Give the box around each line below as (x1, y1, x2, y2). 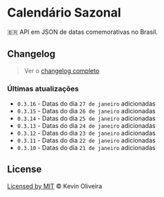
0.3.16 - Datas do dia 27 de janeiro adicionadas (17, 100, 156, 108)
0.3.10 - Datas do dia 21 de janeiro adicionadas (17, 144, 156, 152)
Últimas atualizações (7, 84, 79, 93)
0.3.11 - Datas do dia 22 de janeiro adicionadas (17, 136, 156, 144)
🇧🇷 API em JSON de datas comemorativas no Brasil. (7, 28, 158, 36)
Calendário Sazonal (7, 5, 122, 21)
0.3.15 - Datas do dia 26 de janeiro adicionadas (17, 107, 156, 115)
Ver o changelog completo (23, 66, 100, 75)
